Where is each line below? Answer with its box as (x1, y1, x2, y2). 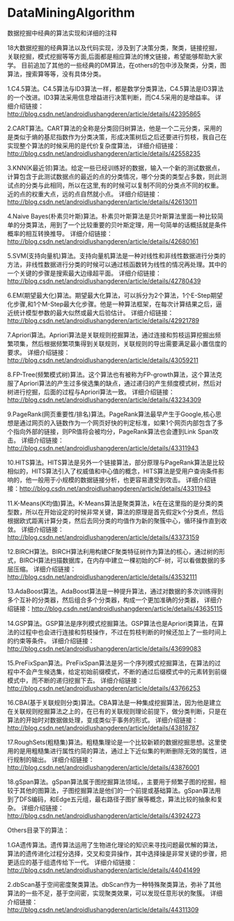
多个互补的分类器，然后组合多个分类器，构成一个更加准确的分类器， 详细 (7, 595, 217, 604)
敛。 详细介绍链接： (7, 525, 64, 533)
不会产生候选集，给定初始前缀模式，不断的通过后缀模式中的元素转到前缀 (19, 667, 227, 676)
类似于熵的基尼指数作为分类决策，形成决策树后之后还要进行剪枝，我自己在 (13, 132, 227, 141)
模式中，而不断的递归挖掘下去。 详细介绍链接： (7, 676, 143, 684)
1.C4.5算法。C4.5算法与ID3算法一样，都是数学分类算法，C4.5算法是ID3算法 (7, 84, 224, 93)
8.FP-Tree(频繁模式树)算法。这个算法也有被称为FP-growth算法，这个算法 (7, 370, 217, 379)
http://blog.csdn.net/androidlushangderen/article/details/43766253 (7, 684, 201, 692)
